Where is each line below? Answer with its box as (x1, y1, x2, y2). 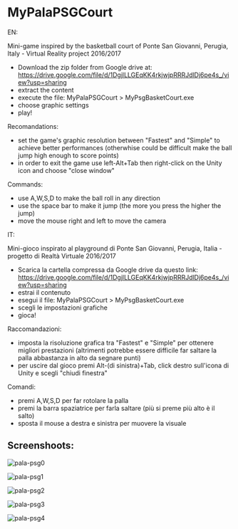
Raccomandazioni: (7, 325, 62, 333)
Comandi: (7, 382, 36, 391)
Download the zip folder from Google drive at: (17, 63, 152, 71)
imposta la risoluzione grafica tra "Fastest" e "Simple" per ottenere (17, 338, 214, 347)
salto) (17, 411, 35, 420)
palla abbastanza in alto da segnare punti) (17, 353, 141, 362)
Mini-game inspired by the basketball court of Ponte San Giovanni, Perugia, (7, 41, 229, 50)
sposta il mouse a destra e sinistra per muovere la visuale (17, 419, 187, 427)
